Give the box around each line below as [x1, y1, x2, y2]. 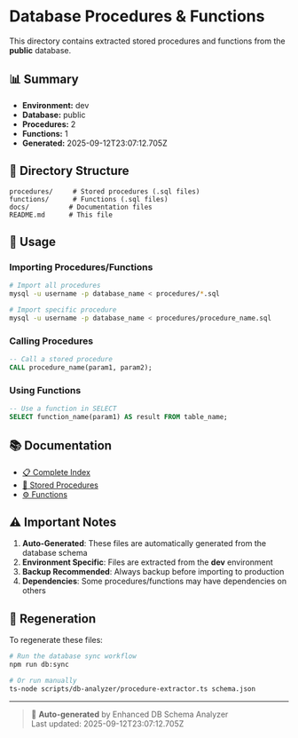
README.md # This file [9, 210, 114, 219]
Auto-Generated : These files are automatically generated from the [21, 538, 267, 549]
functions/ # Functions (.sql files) [9, 194, 169, 203]
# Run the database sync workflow [9, 652, 137, 661]
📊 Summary [9, 72, 79, 87]
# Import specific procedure [9, 306, 117, 314]
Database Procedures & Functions [9, 6, 265, 27]
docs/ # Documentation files [9, 202, 153, 211]
